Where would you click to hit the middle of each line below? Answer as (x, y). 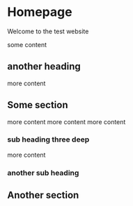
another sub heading (43, 173)
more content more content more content (66, 121)
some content (27, 44)
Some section (38, 105)
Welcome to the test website (48, 31)
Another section (43, 195)
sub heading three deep (48, 139)
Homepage (40, 12)
